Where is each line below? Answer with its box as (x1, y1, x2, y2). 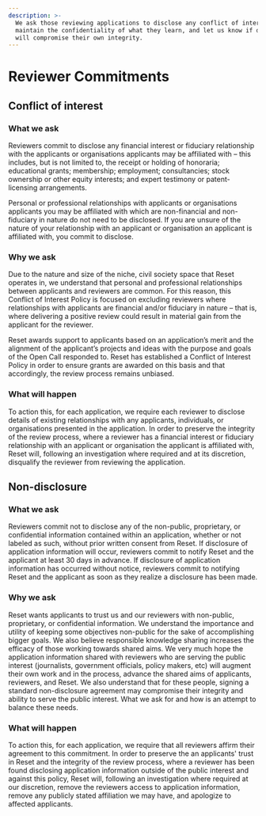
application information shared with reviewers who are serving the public (8, 652, 246, 662)
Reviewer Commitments (8, 68, 170, 85)
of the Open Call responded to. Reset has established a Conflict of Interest (8, 352, 251, 362)
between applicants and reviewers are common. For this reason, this (8, 287, 232, 296)
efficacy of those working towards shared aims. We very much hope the (8, 643, 244, 653)
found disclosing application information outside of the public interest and (8, 765, 249, 775)
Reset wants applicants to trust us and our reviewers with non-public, (8, 610, 235, 620)
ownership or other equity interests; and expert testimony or (8, 175, 205, 184)
